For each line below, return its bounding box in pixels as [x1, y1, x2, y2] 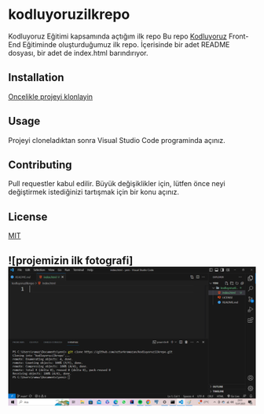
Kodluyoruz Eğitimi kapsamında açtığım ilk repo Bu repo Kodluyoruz [8, 31, 228, 41]
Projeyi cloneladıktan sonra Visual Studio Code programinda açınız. [8, 135, 225, 145]
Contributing [8, 158, 72, 171]
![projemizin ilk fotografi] [8, 254, 134, 267]
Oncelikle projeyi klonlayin [8, 92, 93, 101]
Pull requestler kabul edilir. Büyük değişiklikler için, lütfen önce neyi [8, 179, 225, 189]
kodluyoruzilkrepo [8, 5, 130, 24]
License [8, 210, 48, 223]
